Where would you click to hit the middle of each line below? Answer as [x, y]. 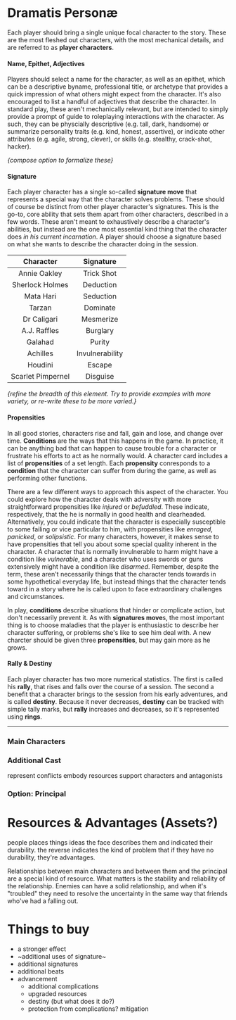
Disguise [100, 377]
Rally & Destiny [30, 664]
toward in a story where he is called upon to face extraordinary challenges [115, 588]
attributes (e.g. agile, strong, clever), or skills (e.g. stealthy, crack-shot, [110, 139]
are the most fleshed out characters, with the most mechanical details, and [116, 39]
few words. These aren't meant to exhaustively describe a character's [109, 222]
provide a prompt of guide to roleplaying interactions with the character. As [116, 117]
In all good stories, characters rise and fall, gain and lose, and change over [115, 433]
